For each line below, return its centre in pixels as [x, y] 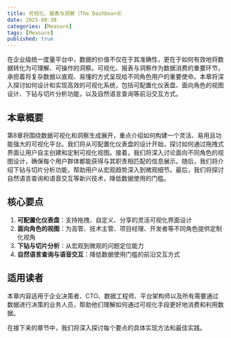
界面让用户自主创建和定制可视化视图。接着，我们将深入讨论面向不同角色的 [112, 153]
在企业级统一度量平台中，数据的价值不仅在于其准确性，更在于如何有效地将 [112, 60]
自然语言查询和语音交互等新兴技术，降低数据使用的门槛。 [88, 178]
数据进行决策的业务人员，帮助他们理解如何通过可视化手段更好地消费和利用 [112, 304]
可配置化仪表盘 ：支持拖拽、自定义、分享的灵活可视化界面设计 [104, 220]
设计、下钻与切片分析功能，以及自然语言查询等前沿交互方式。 [95, 94]
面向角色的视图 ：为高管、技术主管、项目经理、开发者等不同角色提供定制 [119, 228]
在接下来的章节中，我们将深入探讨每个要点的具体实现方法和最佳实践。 [107, 328]
